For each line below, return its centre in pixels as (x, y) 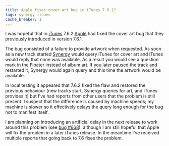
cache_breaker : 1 (23, 19)
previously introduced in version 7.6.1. (44, 39)
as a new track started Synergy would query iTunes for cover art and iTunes (84, 54)
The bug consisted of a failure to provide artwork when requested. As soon (83, 49)
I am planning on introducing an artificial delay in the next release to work (81, 122)
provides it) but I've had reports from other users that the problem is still (80, 96)
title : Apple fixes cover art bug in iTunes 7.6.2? (61, 10)
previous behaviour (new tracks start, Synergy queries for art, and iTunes (81, 91)
